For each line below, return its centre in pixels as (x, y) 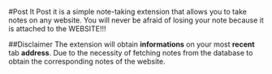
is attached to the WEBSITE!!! (57, 29)
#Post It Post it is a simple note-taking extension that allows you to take (128, 12)
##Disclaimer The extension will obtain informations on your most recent (132, 44)
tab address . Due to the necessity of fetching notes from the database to (131, 53)
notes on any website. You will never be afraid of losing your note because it (136, 20)
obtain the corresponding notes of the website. (87, 61)
